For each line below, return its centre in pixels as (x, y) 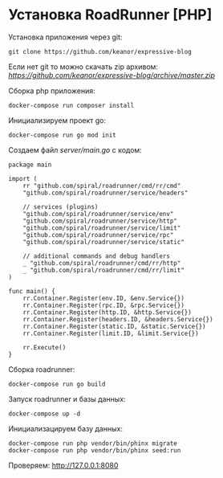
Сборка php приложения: (52, 91)
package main (30, 165)
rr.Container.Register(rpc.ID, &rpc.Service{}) (103, 305)
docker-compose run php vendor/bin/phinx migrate (93, 443)
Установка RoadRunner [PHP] (110, 15)
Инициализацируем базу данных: (65, 428)
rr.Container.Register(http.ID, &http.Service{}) (107, 312)
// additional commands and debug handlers (97, 256)
